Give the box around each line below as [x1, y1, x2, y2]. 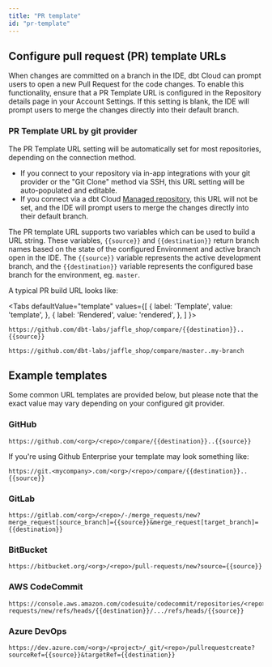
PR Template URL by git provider [8, 125, 138, 137]
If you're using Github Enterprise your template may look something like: [8, 451, 249, 461]
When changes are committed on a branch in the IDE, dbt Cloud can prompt [8, 70, 261, 81]
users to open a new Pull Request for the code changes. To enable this [8, 79, 244, 89]
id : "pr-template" [8, 19, 70, 28]
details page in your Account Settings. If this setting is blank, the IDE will [8, 96, 249, 106]
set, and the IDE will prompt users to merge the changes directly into [19, 202, 249, 212]
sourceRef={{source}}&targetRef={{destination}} [8, 651, 176, 659]
